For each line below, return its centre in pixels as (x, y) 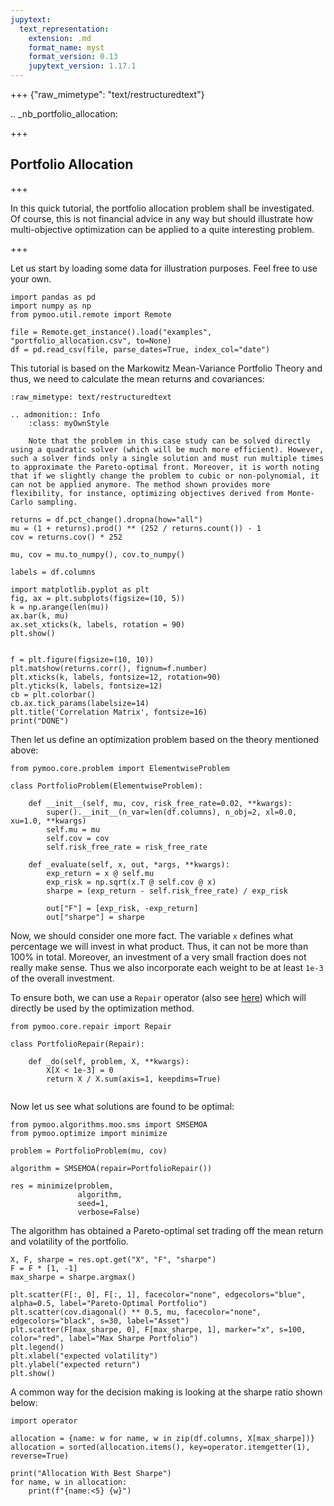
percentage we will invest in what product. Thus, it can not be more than (159, 946)
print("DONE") (40, 721)
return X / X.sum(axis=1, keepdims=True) (134, 1079)
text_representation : (64, 29)
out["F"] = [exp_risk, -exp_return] (122, 908)
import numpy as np (51, 306)
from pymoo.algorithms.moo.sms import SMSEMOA (109, 1124)
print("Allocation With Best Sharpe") (91, 1473)
